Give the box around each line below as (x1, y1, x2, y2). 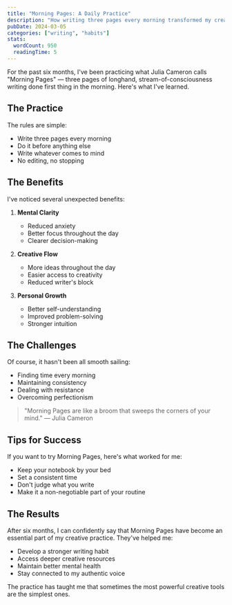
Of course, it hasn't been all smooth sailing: (7, 358, 130, 366)
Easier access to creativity (27, 271, 103, 279)
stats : (7, 36, 26, 43)
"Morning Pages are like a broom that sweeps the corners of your (23, 406, 211, 415)
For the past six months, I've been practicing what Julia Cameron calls (7, 67, 207, 76)
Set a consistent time (17, 473, 77, 482)
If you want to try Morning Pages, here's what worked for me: (7, 453, 182, 461)
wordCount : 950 (13, 42, 57, 49)
